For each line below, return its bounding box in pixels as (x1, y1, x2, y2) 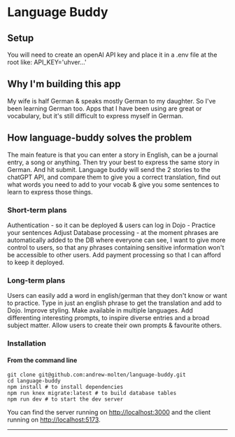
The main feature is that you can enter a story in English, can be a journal (7, 150, 218, 159)
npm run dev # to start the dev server (7, 396, 124, 403)
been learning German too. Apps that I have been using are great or (7, 104, 202, 113)
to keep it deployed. (7, 258, 65, 266)
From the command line (7, 356, 78, 364)
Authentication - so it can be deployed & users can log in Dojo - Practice (7, 221, 216, 229)
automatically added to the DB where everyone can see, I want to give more (7, 236, 226, 244)
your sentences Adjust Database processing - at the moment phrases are (7, 228, 219, 236)
